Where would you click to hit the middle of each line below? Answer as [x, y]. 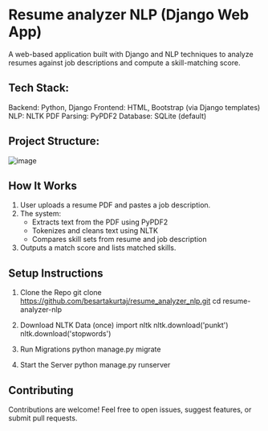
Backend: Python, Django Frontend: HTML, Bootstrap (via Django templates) [134, 107]
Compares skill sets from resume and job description [119, 240]
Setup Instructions [56, 273]
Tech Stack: [39, 88]
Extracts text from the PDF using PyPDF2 [100, 222]
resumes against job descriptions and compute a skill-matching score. [124, 63]
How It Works [43, 185]
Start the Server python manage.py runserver [95, 365]
